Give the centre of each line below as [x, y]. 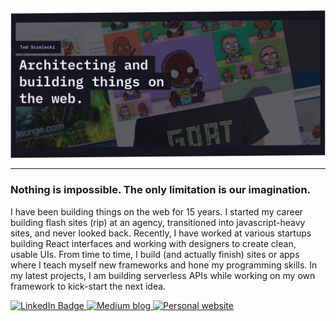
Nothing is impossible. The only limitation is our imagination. [161, 190]
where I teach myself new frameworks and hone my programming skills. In [164, 265]
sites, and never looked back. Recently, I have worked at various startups [161, 233]
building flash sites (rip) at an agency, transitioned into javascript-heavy [158, 222]
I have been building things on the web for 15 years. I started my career [157, 211]
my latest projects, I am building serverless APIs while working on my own [163, 275]
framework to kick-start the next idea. [88, 286]
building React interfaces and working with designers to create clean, [153, 243]
